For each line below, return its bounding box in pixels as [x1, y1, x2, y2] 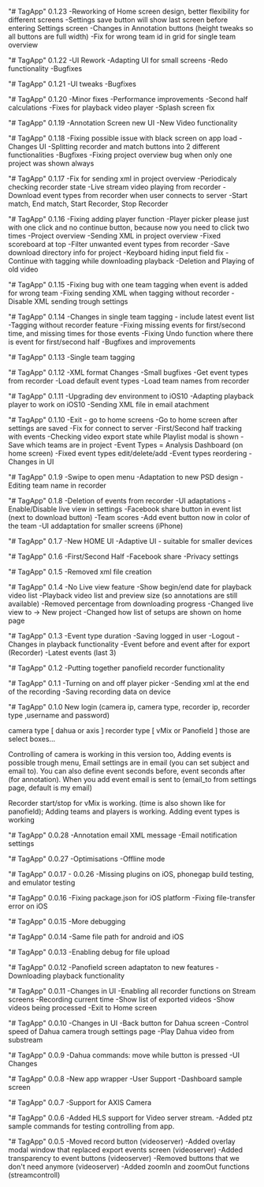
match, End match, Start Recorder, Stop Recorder [8, 199, 169, 208]
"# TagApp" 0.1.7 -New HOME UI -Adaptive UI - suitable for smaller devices [8, 537, 253, 545]
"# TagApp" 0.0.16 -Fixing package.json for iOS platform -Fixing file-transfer [8, 893, 256, 902]
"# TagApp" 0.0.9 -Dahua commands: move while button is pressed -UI [8, 1050, 240, 1060]
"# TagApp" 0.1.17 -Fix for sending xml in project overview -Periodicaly [8, 174, 237, 183]
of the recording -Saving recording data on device [8, 687, 171, 696]
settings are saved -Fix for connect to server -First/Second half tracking [8, 424, 243, 432]
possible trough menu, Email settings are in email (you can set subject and [8, 758, 250, 767]
